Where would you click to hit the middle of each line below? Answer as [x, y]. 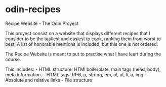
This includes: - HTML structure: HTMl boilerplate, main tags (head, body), [83, 69]
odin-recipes [33, 9]
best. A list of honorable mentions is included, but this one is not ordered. [82, 44]
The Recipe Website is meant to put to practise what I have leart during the [83, 54]
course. [13, 59]
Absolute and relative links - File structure [49, 80]
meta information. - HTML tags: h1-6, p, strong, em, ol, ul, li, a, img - [76, 74]
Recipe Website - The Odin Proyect [42, 23]
